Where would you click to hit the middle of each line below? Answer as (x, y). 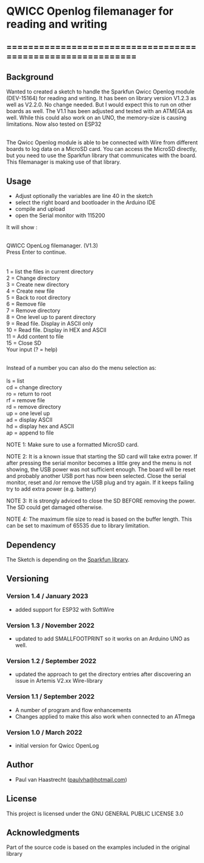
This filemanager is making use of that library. (64, 162)
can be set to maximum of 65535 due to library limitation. (78, 526)
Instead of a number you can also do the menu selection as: (81, 368)
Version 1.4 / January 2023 (47, 596)
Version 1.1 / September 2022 (51, 697)
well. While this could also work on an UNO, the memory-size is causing (97, 118)
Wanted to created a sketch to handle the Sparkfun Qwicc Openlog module (100, 92)
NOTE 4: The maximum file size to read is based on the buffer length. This (99, 519)
